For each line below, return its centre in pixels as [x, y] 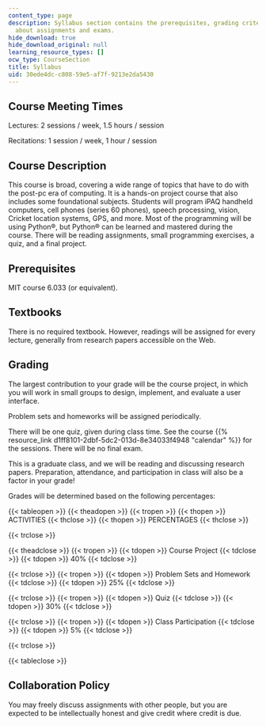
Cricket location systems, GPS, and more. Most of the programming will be [130, 219]
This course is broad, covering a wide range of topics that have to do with [129, 185]
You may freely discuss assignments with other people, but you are [118, 705]
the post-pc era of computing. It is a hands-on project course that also [123, 193]
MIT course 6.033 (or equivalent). [63, 288]
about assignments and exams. [65, 30]
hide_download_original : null [58, 45]
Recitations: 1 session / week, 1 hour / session [83, 141]
